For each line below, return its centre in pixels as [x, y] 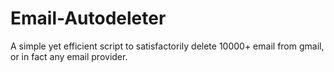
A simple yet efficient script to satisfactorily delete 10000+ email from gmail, [167, 46]
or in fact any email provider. [69, 56]
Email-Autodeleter [88, 18]
